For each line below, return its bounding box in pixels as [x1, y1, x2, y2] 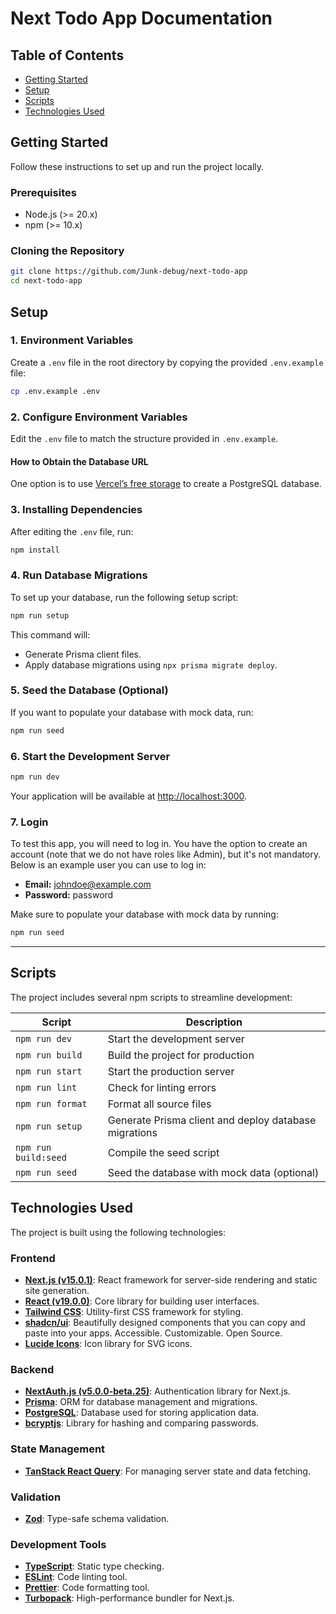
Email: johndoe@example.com [24, 878, 152, 891]
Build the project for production [107, 1048, 255, 1062]
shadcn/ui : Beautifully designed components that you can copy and [24, 1317, 306, 1328]
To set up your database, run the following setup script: [10, 591, 239, 603]
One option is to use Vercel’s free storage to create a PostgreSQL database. [10, 478, 322, 490]
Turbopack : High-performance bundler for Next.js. [24, 1592, 235, 1604]
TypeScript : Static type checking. [24, 1560, 165, 1572]
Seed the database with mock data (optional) [107, 1165, 320, 1179]
